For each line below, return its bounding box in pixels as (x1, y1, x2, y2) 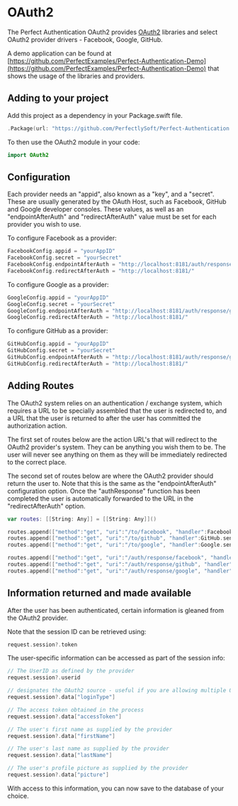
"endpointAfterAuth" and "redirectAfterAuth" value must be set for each (7, 212, 217, 221)
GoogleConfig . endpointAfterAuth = (7, 307, 110, 315)
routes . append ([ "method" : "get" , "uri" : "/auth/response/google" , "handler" (7, 567, 233, 574)
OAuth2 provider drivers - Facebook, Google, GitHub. (7, 35, 163, 43)
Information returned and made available (7, 587, 191, 599)
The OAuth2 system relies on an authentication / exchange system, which (7, 398, 222, 407)
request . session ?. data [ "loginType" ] (7, 694, 115, 701)
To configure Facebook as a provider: (7, 234, 117, 242)
